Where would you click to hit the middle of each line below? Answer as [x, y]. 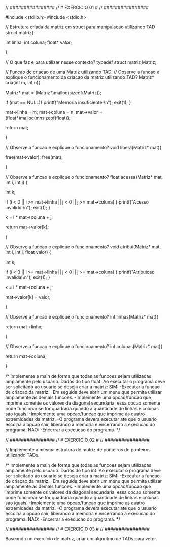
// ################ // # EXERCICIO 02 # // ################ [77, 440]
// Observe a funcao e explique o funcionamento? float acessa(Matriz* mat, [84, 177]
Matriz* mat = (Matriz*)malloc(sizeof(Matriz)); [53, 93]
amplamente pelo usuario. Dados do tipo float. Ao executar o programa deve [85, 381]
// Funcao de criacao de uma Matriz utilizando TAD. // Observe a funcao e [82, 72]
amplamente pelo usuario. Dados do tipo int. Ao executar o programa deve [83, 470]
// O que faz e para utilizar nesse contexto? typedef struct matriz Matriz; [81, 62]
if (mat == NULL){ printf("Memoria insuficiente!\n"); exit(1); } [68, 102]
